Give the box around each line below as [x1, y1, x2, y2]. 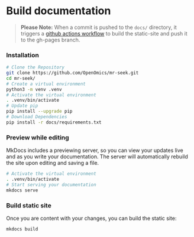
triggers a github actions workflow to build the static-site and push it [20, 30, 187, 37]
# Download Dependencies [6, 114, 67, 120]
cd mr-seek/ [6, 75, 35, 81]
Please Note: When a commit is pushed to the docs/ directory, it [20, 24, 177, 31]
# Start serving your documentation [6, 181, 96, 187]
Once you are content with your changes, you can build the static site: [6, 215, 177, 222]
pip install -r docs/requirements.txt [6, 119, 102, 125]
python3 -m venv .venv [6, 86, 62, 92]
